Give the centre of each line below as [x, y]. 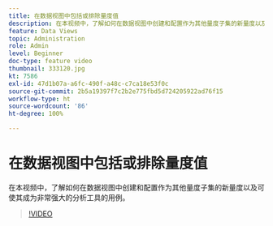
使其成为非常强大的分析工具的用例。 [69, 197]
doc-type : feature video [50, 62]
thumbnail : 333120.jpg [47, 69]
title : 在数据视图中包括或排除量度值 [64, 16]
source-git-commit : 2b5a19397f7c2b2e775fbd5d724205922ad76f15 [116, 91]
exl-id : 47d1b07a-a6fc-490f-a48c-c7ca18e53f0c [89, 83]
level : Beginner [36, 53]
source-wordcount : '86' [49, 106]
